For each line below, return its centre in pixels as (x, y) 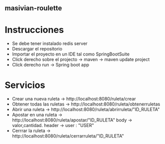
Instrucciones (34, 30)
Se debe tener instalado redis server (50, 43)
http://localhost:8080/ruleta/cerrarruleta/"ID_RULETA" (68, 136)
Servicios (25, 85)
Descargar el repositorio (37, 49)
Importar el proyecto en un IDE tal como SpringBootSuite (71, 54)
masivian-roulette (33, 8)
